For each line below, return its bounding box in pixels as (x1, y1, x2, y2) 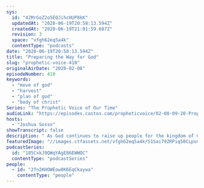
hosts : (6, 116, 23, 122)
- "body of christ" (12, 99, 61, 105)
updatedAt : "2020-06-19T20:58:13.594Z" (12, 20, 113, 26)
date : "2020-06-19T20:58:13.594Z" (6, 49, 94, 55)
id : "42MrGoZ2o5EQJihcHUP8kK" (12, 15, 88, 21)
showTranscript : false (6, 127, 64, 133)
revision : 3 (12, 32, 42, 38)
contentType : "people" (17, 172, 75, 179)
